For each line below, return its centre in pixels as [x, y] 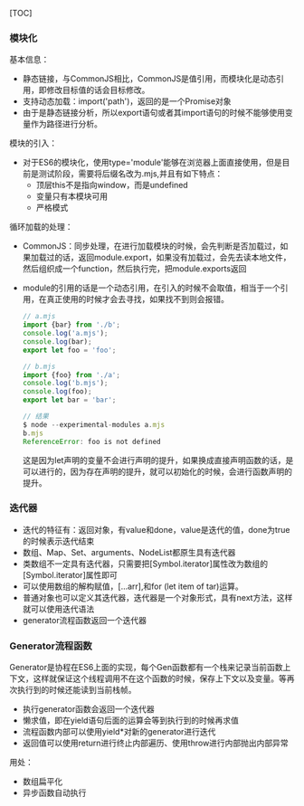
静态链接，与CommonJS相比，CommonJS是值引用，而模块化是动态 [149, 79]
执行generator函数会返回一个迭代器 [89, 709]
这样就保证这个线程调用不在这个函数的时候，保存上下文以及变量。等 [160, 678]
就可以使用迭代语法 [58, 609]
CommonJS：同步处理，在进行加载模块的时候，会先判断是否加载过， [151, 246]
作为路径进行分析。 [66, 124]
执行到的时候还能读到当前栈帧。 [76, 690]
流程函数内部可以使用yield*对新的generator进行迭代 [119, 732]
